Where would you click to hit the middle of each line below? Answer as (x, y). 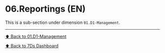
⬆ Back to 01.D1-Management (36, 36)
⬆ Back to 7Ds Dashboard (32, 46)
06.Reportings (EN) (45, 9)
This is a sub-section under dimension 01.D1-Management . (63, 22)
